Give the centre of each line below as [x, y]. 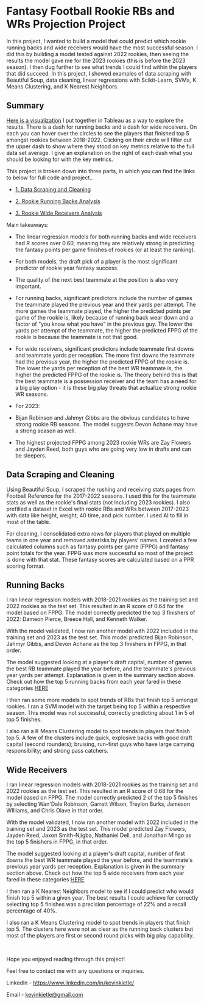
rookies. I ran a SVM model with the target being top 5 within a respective [98, 706]
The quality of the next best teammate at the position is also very [97, 279]
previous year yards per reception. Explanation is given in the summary [96, 867]
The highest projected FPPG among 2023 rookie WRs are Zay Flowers [103, 442]
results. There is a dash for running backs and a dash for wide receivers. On [102, 127]
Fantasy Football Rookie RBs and [90, 11]
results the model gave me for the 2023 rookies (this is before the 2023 [96, 60]
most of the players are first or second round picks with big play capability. [100, 936]
